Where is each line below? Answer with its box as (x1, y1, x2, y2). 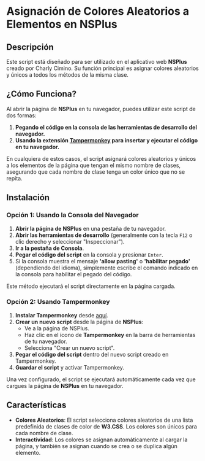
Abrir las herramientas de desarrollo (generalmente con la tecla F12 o (15, 231, 193, 239)
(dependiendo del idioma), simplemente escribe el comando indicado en (15, 264, 198, 271)
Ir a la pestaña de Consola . (15, 244, 84, 252)
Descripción (6, 42, 54, 52)
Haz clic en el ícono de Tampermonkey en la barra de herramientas (24, 331, 196, 338)
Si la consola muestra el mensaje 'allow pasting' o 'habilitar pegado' (15, 257, 191, 265)
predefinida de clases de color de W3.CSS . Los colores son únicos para (15, 422, 198, 430)
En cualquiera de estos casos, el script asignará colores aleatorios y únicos (6, 155, 196, 162)
